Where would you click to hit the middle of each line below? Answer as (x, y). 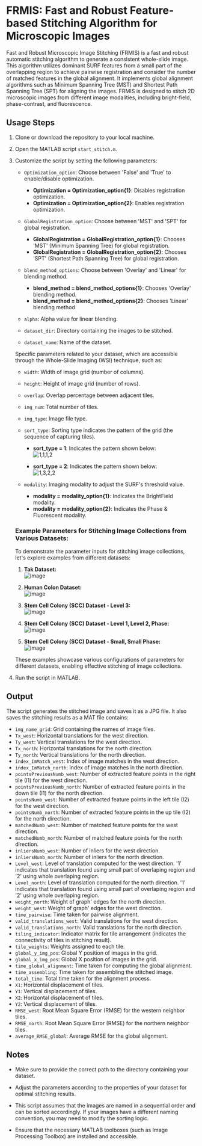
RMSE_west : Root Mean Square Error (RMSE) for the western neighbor (100, 1010)
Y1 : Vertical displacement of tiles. (56, 991)
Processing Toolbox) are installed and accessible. (76, 1136)
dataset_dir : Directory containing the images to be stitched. (98, 330)
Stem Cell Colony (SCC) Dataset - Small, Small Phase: (92, 642)
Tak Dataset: (40, 570)
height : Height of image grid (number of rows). (82, 383)
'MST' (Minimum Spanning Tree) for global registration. (101, 245)
